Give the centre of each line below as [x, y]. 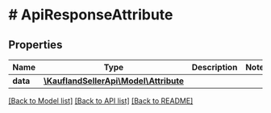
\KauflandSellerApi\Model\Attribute [113, 81]
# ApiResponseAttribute [91, 15]
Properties [35, 45]
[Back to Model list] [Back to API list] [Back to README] [101, 101]
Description [215, 67]
